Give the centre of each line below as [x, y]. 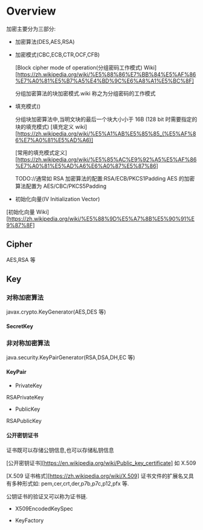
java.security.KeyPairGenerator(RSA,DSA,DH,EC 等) [71, 357]
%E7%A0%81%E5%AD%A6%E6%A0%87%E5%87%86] [87, 166]
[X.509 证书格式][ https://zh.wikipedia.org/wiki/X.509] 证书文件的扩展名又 [98, 476]
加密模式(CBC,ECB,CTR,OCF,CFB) [57, 54]
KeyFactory [29, 520]
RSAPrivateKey [25, 397]
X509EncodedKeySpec [44, 508]
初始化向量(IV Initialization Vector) [57, 199]
